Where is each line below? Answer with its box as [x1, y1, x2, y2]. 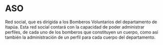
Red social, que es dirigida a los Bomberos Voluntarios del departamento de [5, 19, 157, 25]
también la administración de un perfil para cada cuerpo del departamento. [5, 34, 156, 40]
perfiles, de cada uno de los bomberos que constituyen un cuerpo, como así [5, 29, 158, 35]
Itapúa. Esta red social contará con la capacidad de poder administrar [5, 24, 145, 30]
